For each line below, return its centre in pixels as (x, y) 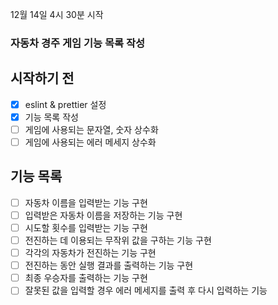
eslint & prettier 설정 (65, 104)
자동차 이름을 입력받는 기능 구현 (86, 202)
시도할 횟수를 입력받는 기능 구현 (86, 227)
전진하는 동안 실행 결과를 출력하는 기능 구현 (109, 265)
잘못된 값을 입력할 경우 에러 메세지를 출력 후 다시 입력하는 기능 (146, 290)
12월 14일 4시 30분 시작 (57, 14)
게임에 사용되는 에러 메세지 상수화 (90, 142)
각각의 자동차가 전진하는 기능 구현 (90, 253)
